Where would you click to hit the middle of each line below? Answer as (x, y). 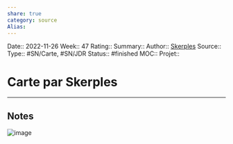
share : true (24, 14)
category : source (32, 20)
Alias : (17, 26)
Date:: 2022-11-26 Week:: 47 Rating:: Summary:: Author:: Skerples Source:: (114, 47)
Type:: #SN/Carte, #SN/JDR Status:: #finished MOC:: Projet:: (94, 54)
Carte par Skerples (62, 82)
